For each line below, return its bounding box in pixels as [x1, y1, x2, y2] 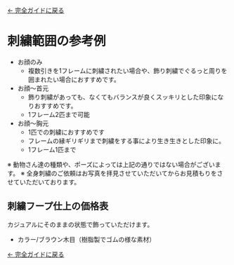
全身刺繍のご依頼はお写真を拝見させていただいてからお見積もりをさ [26, 169, 223, 177]
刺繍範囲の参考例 [7, 34, 107, 49]
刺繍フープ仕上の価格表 [7, 201, 109, 212]
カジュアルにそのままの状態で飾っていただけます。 [7, 220, 154, 229]
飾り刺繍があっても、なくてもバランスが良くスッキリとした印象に [27, 93, 218, 101]
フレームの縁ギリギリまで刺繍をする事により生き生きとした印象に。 [27, 136, 225, 145]
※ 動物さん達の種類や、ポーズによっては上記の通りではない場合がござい [7, 160, 216, 168]
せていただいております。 [7, 177, 81, 186]
